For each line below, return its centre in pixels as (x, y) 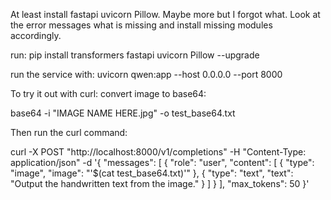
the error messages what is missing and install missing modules (141, 25)
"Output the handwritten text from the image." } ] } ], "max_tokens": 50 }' (160, 183)
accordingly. (36, 35)
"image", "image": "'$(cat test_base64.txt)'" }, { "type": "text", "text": (152, 173)
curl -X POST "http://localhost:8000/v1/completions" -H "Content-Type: (158, 152)
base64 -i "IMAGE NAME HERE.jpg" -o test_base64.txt (123, 113)
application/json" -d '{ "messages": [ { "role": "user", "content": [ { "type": (162, 162)
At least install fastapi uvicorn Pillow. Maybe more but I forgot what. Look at (165, 14)
